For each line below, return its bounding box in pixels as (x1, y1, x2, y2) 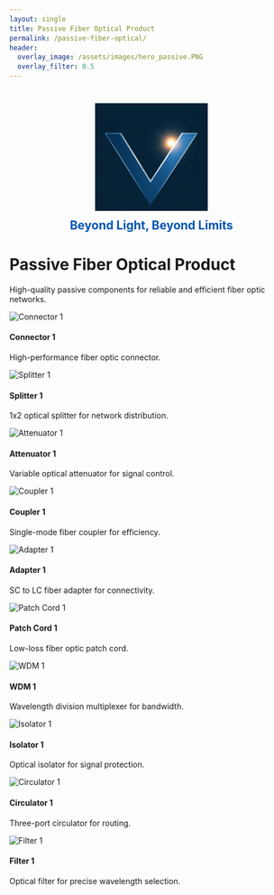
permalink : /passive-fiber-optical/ (9, 33, 147, 42)
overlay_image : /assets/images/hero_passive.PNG (17, 52, 204, 62)
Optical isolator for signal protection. (9, 759, 145, 770)
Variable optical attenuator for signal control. (9, 468, 175, 479)
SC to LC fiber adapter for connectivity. (9, 585, 155, 595)
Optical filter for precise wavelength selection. (9, 875, 181, 886)
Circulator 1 (9, 797, 54, 807)
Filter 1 (9, 855, 35, 866)
